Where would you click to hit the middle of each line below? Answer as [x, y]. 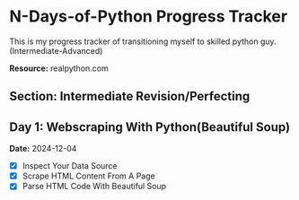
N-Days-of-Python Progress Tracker [149, 17]
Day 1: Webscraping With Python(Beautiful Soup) [149, 127]
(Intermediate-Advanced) [56, 50]
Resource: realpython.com [59, 68]
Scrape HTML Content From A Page [88, 176]
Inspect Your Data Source [70, 166]
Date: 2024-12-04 [43, 149]
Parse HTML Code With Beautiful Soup [94, 187]
